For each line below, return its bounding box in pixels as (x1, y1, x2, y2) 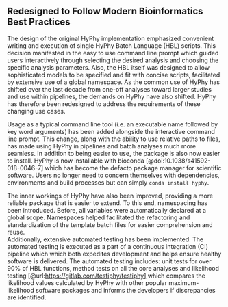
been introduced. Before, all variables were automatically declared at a (7, 206, 207, 214)
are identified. (7, 293, 47, 302)
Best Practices (7, 16, 71, 28)
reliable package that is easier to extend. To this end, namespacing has (7, 198, 207, 207)
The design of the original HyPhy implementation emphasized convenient (7, 34, 214, 42)
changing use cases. (7, 107, 66, 115)
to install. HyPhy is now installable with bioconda (7, 157, 145, 165)
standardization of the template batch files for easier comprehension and (7, 220, 214, 228)
